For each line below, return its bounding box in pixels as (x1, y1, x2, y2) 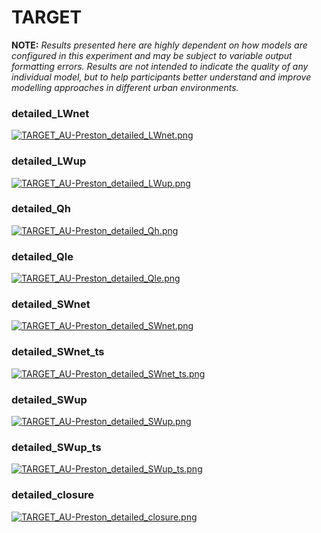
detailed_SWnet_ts (11, 345, 105, 359)
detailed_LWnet (11, 106, 90, 120)
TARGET (11, 6, 83, 29)
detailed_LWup (11, 154, 87, 168)
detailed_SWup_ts (11, 440, 102, 454)
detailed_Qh (11, 202, 71, 216)
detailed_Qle (11, 249, 74, 263)
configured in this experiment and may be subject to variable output (11, 49, 293, 61)
